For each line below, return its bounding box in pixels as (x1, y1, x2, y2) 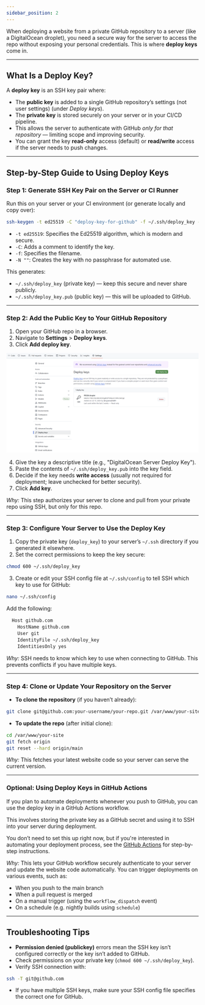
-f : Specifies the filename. (15, 250, 82, 257)
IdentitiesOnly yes (17, 643, 67, 649)
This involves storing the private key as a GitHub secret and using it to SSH (6, 816, 195, 823)
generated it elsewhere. (15, 544, 75, 552)
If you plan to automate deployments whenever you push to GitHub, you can (6, 797, 198, 805)
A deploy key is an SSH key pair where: (6, 86, 106, 94)
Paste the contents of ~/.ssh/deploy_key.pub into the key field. (15, 465, 173, 473)
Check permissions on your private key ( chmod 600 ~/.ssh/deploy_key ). (15, 956, 195, 964)
